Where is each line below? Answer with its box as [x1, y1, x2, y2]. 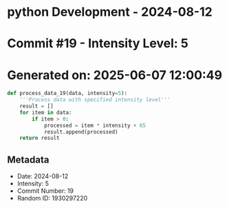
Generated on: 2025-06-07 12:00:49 [7, 67, 222, 83]
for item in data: [19, 109, 72, 116]
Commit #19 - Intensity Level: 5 [7, 36, 189, 52]
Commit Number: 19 [17, 187, 74, 195]
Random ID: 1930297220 [17, 194, 88, 202]
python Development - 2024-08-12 [7, 4, 213, 20]
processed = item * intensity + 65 [43, 122, 146, 129]
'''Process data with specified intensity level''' [19, 96, 171, 103]
